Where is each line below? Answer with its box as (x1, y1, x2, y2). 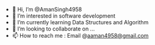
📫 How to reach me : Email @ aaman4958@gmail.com (12, 32, 149, 39)
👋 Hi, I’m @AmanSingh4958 (12, 6, 82, 13)
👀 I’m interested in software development (12, 12, 116, 19)
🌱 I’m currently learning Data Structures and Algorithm (12, 19, 149, 26)
